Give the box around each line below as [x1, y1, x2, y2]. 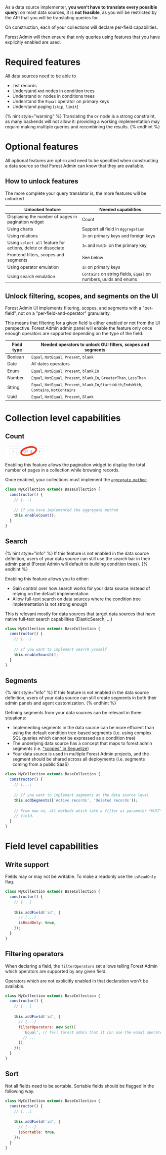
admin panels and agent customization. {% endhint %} [5, 700, 117, 706]
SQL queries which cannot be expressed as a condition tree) [12, 735, 136, 741]
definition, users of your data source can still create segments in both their [5, 695, 157, 701]
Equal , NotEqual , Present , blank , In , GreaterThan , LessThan [31, 374, 146, 381]
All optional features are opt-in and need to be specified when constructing [5, 157, 158, 163]
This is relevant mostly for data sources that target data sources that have [5, 611, 156, 617]
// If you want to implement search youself [14, 647, 107, 652]
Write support [5, 860, 49, 869]
